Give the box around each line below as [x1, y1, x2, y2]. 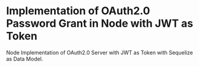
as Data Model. [6, 55, 43, 62]
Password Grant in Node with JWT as [6, 17, 194, 30]
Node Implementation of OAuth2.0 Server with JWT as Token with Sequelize [6, 49, 193, 56]
